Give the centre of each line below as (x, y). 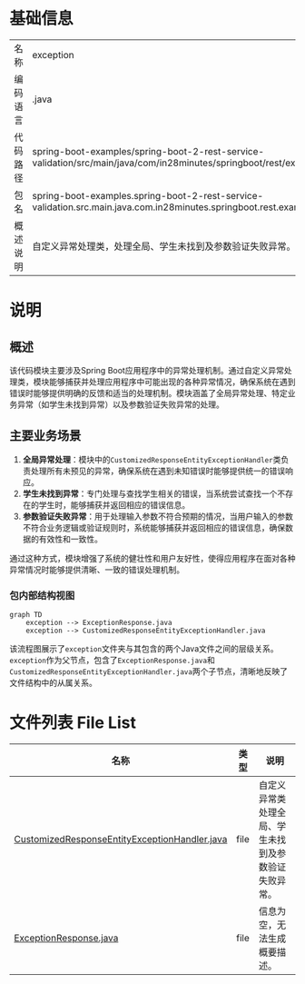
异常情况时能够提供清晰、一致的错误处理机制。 (97, 570)
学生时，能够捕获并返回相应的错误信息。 (114, 504)
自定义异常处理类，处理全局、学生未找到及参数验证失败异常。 (164, 246)
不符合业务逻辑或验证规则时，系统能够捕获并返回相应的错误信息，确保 (154, 527)
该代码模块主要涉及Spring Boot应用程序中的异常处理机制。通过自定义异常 (147, 370)
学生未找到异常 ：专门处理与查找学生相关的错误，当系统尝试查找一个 (150, 493)
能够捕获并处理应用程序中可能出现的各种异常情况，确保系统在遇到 (172, 382)
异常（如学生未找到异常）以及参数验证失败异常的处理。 (120, 404)
